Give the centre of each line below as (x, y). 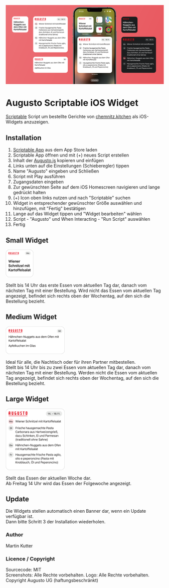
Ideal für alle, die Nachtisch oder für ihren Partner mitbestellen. (71, 362)
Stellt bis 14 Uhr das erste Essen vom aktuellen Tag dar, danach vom (76, 285)
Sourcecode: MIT (24, 570)
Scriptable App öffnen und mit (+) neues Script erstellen (71, 155)
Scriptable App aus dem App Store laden (55, 150)
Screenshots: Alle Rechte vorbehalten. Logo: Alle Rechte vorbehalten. (78, 575)
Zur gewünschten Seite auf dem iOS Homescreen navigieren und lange (86, 187)
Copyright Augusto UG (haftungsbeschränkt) (52, 580)
